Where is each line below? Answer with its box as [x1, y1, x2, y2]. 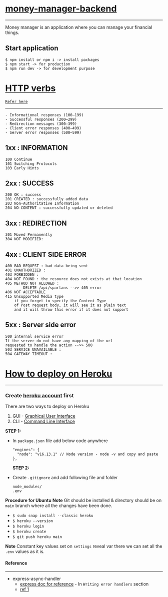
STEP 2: [12, 465, 29, 471]
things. [5, 29, 19, 35]
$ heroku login [12, 524, 44, 529]
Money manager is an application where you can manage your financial [5, 24, 152, 30]
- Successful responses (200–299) [5, 117, 77, 122]
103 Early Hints [5, 165, 39, 170]
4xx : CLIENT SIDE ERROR [5, 250, 86, 259]
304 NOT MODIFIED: [5, 237, 43, 242]
